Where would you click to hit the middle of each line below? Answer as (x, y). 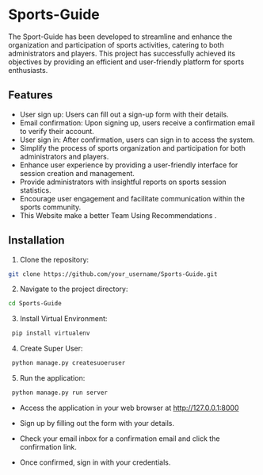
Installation (36, 241)
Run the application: (52, 378)
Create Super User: (51, 349)
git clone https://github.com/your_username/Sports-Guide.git (113, 274)
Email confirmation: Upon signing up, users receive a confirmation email (137, 123)
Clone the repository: (54, 259)
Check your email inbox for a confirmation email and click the (120, 439)
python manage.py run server (60, 393)
